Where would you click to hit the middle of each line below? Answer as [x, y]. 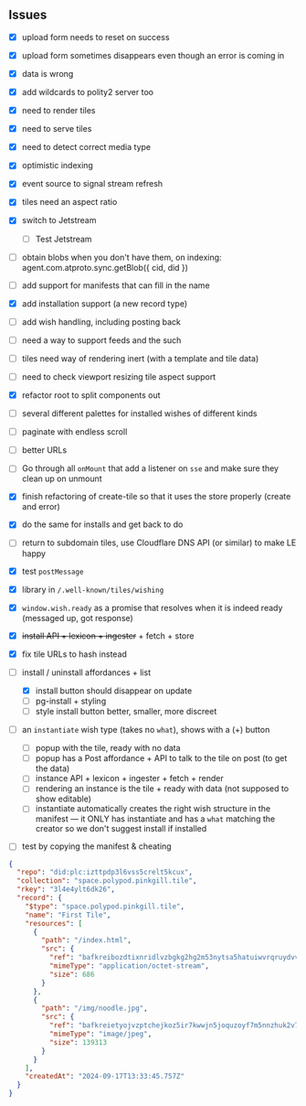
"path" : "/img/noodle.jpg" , [95, 1009]
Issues [28, 15]
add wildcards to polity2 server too [88, 92]
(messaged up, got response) [77, 617]
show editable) [63, 799]
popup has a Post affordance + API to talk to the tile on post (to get [161, 758]
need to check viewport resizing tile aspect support [119, 376]
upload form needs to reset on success [95, 37]
